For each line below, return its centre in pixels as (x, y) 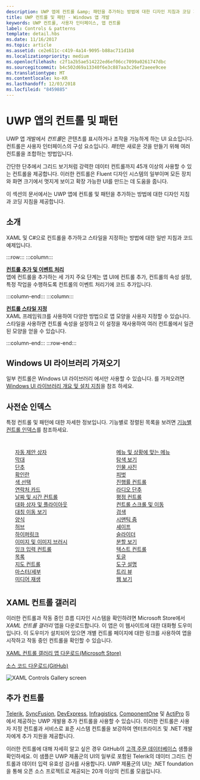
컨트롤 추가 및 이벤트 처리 (35, 269)
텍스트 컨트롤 (131, 549)
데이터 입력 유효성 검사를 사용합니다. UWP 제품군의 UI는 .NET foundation (107, 763)
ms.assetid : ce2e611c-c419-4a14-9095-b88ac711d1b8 (70, 51)
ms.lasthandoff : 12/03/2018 (41, 84)
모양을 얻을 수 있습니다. (39, 331)
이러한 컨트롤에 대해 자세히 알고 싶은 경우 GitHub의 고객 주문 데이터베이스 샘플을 (100, 748)
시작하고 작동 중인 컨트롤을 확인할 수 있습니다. (60, 641)
